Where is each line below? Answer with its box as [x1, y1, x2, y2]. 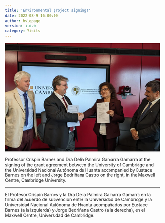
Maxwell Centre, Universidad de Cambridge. [5, 212, 95, 218]
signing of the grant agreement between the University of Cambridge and [5, 162, 154, 168]
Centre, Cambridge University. [5, 177, 67, 183]
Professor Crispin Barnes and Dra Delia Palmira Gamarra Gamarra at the [5, 156, 151, 162]
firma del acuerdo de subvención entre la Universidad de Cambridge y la [5, 197, 152, 202]
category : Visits [5, 28, 41, 34]
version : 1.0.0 [5, 24, 36, 28]
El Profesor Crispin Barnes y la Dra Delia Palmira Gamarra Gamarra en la [5, 191, 151, 197]
